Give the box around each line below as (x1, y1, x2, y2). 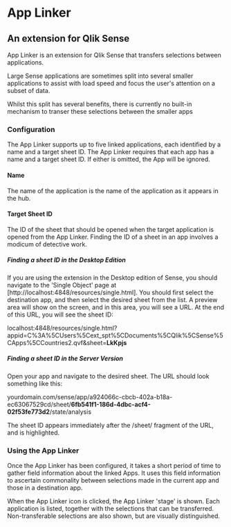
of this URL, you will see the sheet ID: (7, 310, 114, 319)
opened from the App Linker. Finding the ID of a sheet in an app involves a (7, 233, 219, 241)
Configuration (7, 124, 55, 134)
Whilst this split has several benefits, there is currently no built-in (7, 100, 192, 108)
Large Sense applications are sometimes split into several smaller (7, 72, 194, 80)
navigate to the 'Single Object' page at (7, 281, 117, 289)
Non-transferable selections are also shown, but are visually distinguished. (7, 512, 220, 520)
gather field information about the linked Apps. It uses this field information (7, 469, 221, 477)
